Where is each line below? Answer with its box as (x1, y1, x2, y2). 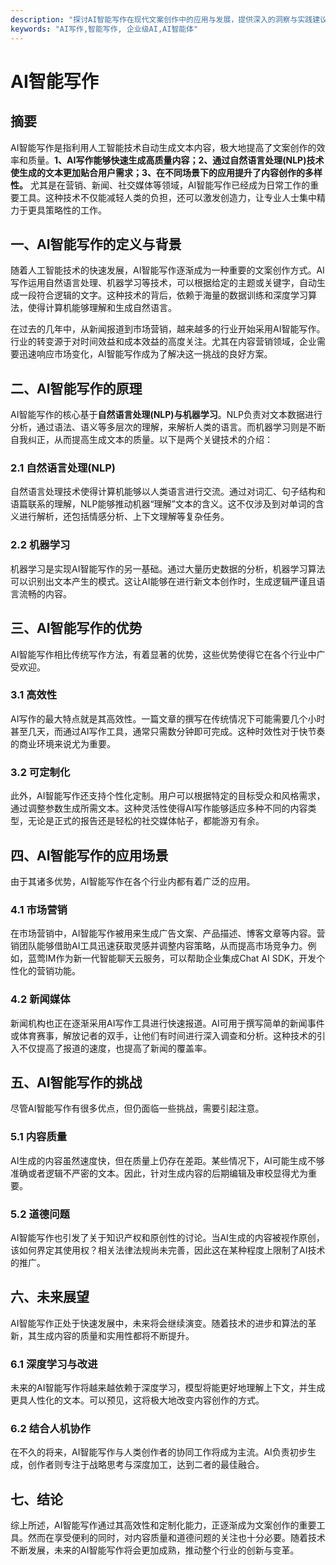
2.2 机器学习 (10, 538, 71, 552)
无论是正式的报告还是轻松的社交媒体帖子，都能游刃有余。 (27, 815, 265, 827)
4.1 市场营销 (10, 902, 68, 916)
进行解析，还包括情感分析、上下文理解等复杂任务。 (18, 511, 230, 523)
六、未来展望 (10, 1289, 90, 1306)
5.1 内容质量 (10, 1130, 68, 1144)
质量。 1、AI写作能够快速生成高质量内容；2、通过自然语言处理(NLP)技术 (27, 154, 325, 166)
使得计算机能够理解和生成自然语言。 (27, 302, 177, 314)
